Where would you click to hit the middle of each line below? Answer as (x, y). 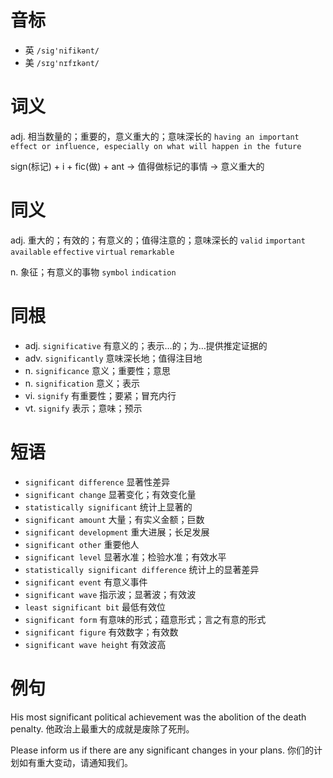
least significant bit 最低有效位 (95, 607)
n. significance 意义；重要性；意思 (97, 370)
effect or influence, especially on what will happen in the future (156, 146)
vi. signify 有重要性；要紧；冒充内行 (100, 395)
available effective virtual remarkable (92, 252)
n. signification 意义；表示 (82, 383)
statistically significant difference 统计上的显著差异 (142, 569)
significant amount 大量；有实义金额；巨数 (114, 519)
